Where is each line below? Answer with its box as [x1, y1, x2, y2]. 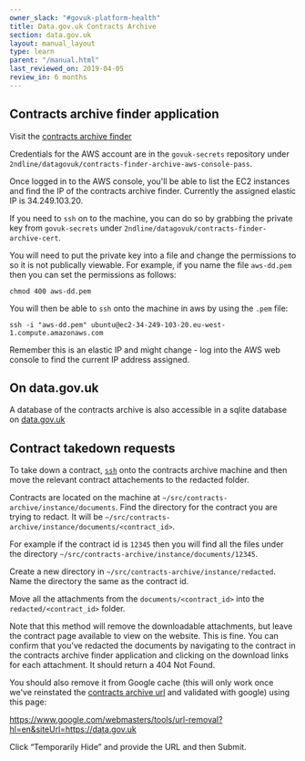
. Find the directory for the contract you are [115, 502, 278, 513]
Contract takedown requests [9, 440, 176, 456]
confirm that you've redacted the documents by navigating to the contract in [9, 640, 296, 652]
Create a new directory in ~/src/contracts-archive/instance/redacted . [9, 566, 276, 577]
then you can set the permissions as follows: [9, 269, 177, 280]
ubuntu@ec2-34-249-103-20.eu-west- [90, 320, 226, 329]
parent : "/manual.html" [9, 56, 100, 65]
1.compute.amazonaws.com [9, 328, 104, 337]
